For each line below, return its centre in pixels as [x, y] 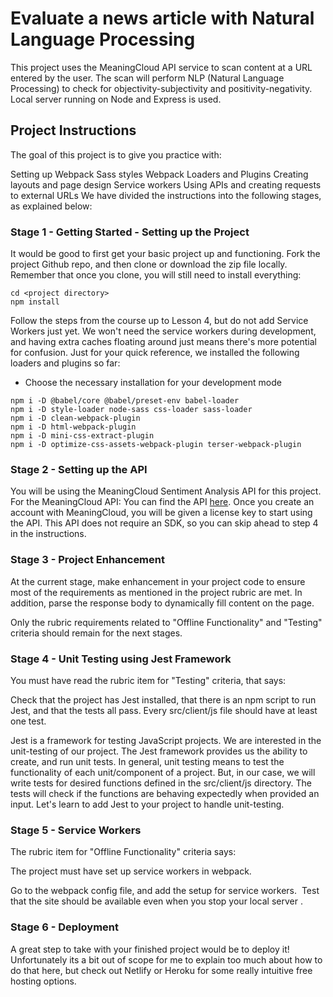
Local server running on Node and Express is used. [116, 99]
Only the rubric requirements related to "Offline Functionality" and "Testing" [166, 622]
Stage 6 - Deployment [65, 927]
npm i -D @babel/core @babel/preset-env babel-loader [125, 401]
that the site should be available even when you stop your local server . [156, 901]
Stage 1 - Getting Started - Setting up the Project [130, 232]
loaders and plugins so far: [65, 363]
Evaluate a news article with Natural [162, 18]
